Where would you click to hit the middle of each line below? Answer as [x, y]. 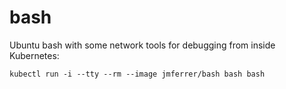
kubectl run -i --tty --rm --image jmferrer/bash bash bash [137, 74]
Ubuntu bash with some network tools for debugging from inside [142, 45]
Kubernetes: [34, 55]
